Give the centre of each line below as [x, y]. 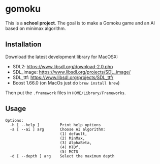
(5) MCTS [69, 152]
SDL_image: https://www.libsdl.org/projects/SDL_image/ [72, 72]
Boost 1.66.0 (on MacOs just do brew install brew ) [66, 83]
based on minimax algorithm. [36, 28]
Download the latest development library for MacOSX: [62, 57]
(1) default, [73, 134]
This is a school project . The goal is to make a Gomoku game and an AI [80, 23]
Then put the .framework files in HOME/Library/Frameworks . [66, 93]
